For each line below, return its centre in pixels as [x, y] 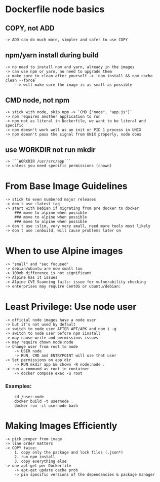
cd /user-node [29, 397]
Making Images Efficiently [61, 426]
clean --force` [21, 80]
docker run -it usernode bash [46, 406]
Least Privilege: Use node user [71, 307]
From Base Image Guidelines [66, 186]
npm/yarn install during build [52, 55]
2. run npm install [35, 457]
